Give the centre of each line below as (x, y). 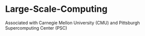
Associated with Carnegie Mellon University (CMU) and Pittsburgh (72, 23)
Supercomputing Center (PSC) (36, 28)
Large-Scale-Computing (56, 9)
